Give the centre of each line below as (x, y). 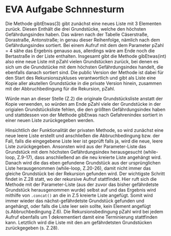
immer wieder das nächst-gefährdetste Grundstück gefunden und (75, 201)
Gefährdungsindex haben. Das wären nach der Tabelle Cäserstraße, (77, 34)
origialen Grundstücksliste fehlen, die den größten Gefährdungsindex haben (85, 109)
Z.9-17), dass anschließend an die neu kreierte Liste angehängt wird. (90, 157)
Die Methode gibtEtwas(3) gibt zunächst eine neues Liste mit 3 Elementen (83, 23)
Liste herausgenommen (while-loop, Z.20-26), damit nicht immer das (78, 168)
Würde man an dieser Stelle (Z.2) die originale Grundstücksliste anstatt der (84, 99)
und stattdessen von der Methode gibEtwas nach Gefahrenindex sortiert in (84, 115)
